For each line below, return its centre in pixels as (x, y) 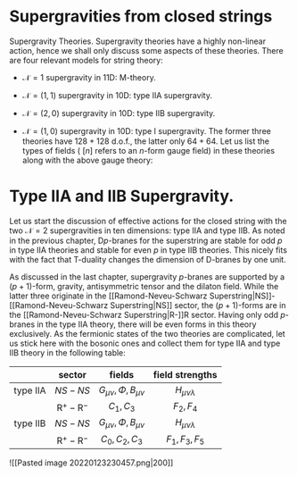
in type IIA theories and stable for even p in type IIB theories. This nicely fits (148, 250)
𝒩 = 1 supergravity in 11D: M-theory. (89, 77)
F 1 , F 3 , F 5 (186, 439)
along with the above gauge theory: (87, 160)
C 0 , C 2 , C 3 (121, 439)
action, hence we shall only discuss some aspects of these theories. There (146, 50)
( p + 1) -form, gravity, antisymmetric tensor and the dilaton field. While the (144, 286)
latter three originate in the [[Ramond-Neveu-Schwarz (108, 296)
